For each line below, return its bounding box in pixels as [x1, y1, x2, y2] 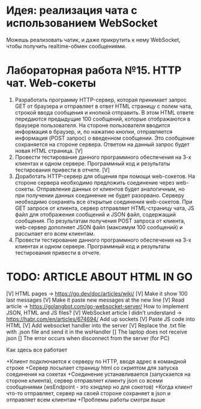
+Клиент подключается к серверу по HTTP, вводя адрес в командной [6, 357, 187, 365]
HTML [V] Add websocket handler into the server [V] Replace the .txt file [6, 321, 186, 329]
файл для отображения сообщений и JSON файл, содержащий [14, 210, 176, 218]
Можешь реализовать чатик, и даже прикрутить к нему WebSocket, [6, 36, 181, 43]
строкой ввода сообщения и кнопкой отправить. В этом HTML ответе [14, 109, 194, 116]
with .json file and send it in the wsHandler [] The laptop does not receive [6, 328, 188, 335]
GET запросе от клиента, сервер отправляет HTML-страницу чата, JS [14, 204, 195, 212]
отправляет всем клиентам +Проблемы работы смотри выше [6, 396, 166, 403]
